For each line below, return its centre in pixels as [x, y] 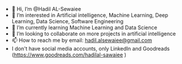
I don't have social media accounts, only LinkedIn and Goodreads [91, 49]
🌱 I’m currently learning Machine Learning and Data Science [84, 27]
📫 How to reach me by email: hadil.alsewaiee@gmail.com [82, 40]
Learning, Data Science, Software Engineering [68, 21]
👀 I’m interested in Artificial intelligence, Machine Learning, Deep [90, 15]
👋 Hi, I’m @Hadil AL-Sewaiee [46, 9]
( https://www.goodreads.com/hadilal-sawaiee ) [69, 55]
